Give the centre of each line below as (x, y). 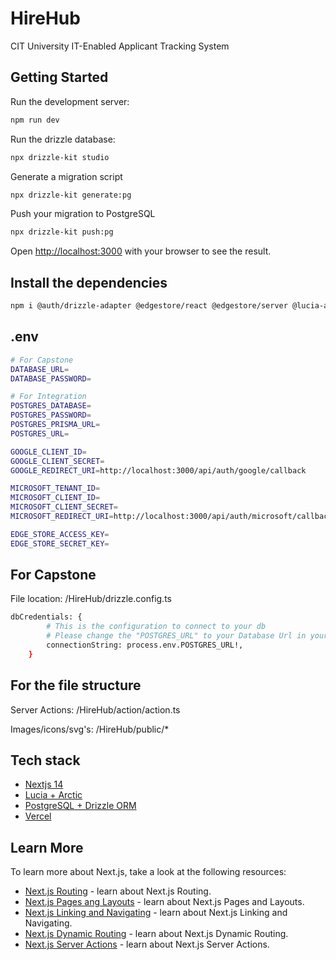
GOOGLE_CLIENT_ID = (48, 452)
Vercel (38, 816)
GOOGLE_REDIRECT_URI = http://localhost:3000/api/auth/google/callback (158, 470)
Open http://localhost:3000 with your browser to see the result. (141, 251)
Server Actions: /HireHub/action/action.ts (95, 709)
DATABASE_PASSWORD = (51, 378)
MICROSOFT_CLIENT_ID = (55, 498)
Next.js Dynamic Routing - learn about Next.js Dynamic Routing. (156, 934)
